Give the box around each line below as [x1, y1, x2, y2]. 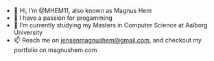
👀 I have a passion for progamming [13, 14, 112, 22]
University [13, 28, 43, 36]
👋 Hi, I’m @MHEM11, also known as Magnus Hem [13, 7, 152, 14]
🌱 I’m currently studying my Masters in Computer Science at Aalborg [13, 21, 208, 29]
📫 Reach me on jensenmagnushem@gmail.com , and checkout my [13, 36, 202, 44]
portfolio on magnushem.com [13, 46, 97, 54]
